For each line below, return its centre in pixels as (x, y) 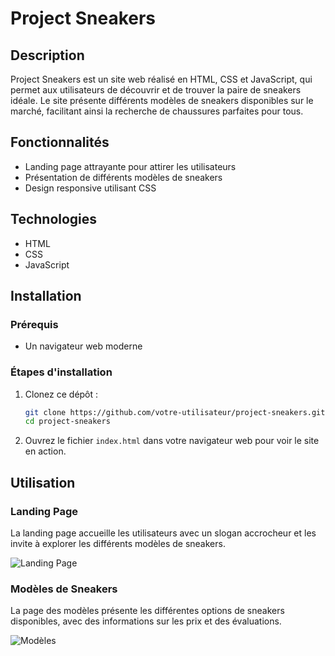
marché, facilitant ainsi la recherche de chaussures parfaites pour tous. (157, 111)
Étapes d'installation (61, 372)
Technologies (54, 219)
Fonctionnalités (60, 142)
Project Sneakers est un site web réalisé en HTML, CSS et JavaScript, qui (161, 79)
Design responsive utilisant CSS (90, 188)
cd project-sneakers (67, 422)
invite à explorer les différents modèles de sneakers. (118, 544)
